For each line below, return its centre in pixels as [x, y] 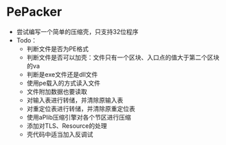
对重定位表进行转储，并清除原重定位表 [81, 108]
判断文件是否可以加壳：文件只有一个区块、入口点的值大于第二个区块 [123, 57]
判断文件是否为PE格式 [57, 49]
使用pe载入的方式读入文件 [64, 83]
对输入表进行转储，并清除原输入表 [75, 100]
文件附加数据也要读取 [57, 91]
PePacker [34, 12]
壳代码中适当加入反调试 [60, 134]
